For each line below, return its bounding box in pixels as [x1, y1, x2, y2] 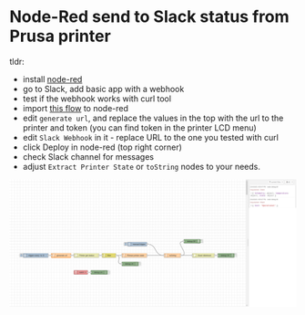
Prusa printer [9, 26, 111, 47]
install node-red [22, 73, 83, 84]
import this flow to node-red [22, 102, 129, 113]
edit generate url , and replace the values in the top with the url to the [22, 112, 284, 123]
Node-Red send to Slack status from [9, 6, 290, 27]
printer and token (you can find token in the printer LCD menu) [22, 121, 257, 133]
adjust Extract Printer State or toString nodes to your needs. [22, 161, 261, 172]
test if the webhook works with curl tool [22, 93, 171, 104]
